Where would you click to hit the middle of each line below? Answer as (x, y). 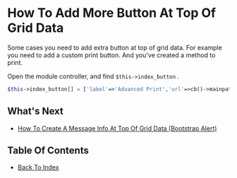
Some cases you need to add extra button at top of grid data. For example (115, 47)
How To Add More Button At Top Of (112, 13)
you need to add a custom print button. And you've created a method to (111, 55)
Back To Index (38, 167)
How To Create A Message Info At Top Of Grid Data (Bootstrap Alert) (117, 128)
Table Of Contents (48, 151)
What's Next (35, 111)
